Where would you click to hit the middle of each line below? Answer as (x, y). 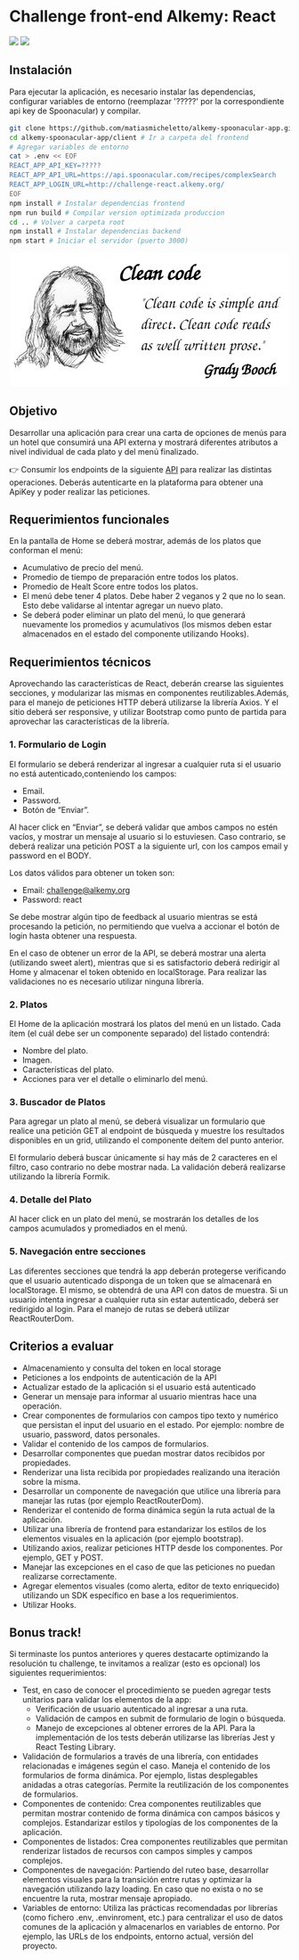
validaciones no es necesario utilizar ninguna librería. (107, 981)
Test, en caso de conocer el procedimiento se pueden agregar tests (146, 1690)
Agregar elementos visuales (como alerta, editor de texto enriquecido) (151, 1586)
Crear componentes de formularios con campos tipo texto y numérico (150, 1415)
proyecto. (40, 1946)
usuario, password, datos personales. (91, 1434)
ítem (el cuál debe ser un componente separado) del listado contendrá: (139, 1033)
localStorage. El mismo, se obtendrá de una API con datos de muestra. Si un (149, 1290)
